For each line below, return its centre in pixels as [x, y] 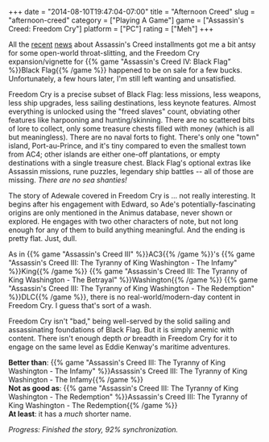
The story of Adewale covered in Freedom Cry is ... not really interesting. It [132, 196]
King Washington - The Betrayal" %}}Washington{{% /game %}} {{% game [133, 280]
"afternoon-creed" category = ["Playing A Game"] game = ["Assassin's [126, 20]
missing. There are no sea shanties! [68, 180]
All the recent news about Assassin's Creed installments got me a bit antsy [132, 44]
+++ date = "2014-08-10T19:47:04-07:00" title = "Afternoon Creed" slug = [132, 12]
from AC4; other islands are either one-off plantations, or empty [114, 154]
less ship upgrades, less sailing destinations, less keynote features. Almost [132, 103]
